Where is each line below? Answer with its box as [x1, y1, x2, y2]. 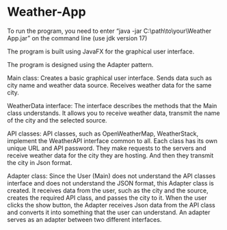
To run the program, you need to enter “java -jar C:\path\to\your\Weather [7, 27, 212, 35]
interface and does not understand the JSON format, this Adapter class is [7, 179, 214, 187]
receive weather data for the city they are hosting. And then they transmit [7, 151, 214, 159]
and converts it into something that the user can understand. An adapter [7, 208, 211, 216]
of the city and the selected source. [7, 116, 107, 124]
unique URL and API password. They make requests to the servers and [7, 144, 206, 152]
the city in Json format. [7, 158, 72, 166]
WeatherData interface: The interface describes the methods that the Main [7, 101, 217, 110]
